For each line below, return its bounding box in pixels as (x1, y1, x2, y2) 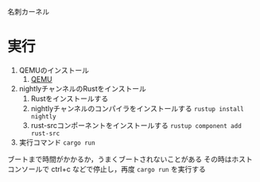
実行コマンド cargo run (18, 137, 96, 147)
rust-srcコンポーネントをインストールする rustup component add (30, 120, 242, 130)
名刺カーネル (7, 7, 49, 16)
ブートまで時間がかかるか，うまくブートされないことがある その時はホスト (7, 154, 254, 164)
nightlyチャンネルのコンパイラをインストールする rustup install (30, 103, 244, 113)
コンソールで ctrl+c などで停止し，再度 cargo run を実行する (7, 164, 206, 173)
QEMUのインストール (18, 65, 89, 75)
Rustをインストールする (30, 94, 109, 103)
